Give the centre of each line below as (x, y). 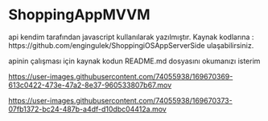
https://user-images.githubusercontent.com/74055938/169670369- (121, 76)
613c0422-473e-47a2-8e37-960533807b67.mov (90, 85)
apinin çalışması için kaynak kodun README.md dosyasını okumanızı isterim (134, 61)
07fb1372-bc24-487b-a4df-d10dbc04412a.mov (87, 109)
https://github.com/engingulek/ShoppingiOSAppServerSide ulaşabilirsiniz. (131, 45)
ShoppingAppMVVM (79, 15)
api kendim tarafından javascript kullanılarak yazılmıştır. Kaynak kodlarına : (131, 37)
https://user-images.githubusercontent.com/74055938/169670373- (120, 100)
